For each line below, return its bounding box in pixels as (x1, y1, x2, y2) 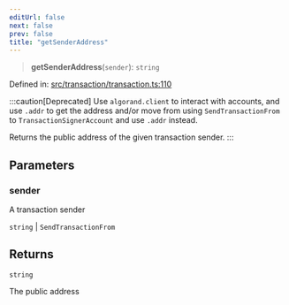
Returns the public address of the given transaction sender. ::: (9, 132, 234, 142)
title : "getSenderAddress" (9, 37, 109, 47)
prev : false (9, 29, 53, 38)
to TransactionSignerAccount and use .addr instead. (9, 115, 198, 126)
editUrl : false (9, 12, 65, 22)
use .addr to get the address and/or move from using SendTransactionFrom (9, 105, 280, 116)
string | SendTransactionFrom (9, 221, 116, 232)
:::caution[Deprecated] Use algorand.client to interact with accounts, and (9, 96, 280, 107)
